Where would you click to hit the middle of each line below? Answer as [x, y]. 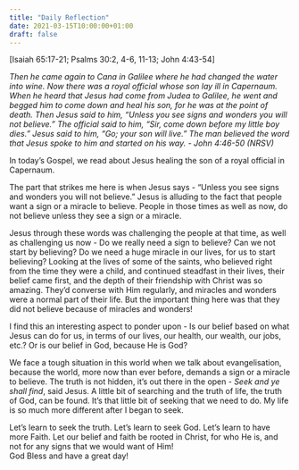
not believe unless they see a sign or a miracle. [96, 216]
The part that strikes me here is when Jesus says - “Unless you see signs [144, 188]
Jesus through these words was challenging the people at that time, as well [148, 233]
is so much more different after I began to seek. [97, 410]
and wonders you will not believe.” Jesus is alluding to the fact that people [146, 197]
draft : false [33, 34]
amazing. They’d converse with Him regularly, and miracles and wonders [143, 290]
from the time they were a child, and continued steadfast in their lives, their [147, 271]
